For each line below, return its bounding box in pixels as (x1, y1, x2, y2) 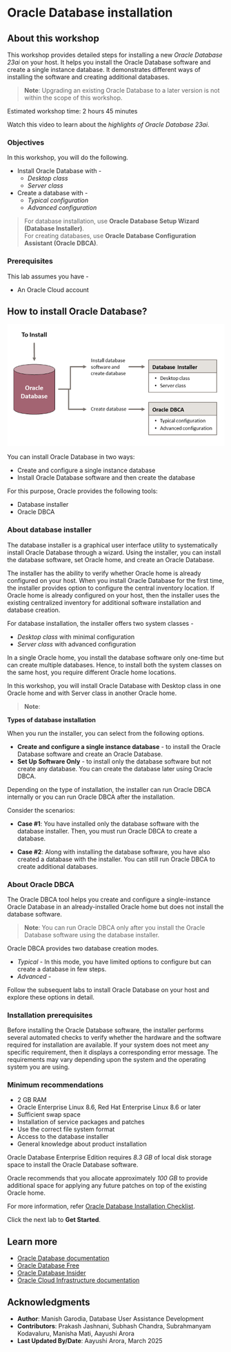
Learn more (7, 1236, 58, 1247)
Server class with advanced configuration (17, 640, 137, 648)
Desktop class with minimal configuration (17, 632, 135, 641)
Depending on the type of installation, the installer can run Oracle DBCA (7, 785, 212, 793)
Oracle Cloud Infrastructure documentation (17, 1276, 140, 1285)
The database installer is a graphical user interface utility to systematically (7, 541, 219, 549)
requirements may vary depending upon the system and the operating (7, 1056, 206, 1064)
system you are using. (7, 1063, 70, 1071)
